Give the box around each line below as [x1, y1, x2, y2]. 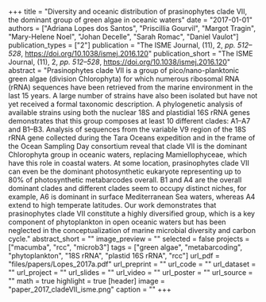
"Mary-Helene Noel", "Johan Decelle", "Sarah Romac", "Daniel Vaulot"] [8, 32, 239, 41]
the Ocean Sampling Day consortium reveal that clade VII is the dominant [8, 142, 248, 151]
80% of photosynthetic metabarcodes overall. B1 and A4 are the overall [8, 175, 242, 185]
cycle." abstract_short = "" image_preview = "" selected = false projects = [8, 234, 250, 243]
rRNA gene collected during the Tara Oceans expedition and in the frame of [8, 133, 256, 142]
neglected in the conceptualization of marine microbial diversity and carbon [8, 226, 256, 235]
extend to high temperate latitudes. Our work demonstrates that [8, 201, 217, 209]
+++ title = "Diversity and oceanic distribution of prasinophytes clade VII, [8, 7, 248, 16]
